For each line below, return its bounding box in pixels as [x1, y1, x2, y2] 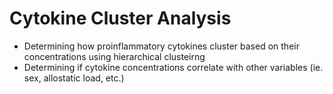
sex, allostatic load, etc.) [23, 72, 125, 84]
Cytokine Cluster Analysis [9, 7, 232, 30]
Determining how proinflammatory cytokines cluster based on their [23, 40, 300, 52]
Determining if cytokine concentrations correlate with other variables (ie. [23, 61, 324, 73]
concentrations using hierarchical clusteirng [23, 50, 206, 62]
